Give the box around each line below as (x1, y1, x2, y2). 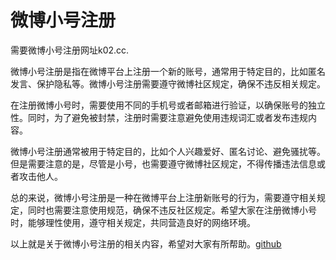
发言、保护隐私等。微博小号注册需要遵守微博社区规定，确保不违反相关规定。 (10, 77, 326, 90)
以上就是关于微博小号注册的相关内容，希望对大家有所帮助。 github (10, 237, 282, 250)
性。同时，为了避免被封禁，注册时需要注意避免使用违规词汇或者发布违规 (10, 111, 308, 123)
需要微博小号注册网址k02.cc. (10, 44, 130, 56)
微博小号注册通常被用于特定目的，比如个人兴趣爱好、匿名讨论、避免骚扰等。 (10, 145, 326, 157)
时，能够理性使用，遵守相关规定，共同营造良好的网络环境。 (10, 216, 256, 228)
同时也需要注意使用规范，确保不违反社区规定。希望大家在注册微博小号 (27, 204, 317, 216)
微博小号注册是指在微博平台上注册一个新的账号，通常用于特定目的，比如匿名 (10, 65, 326, 77)
